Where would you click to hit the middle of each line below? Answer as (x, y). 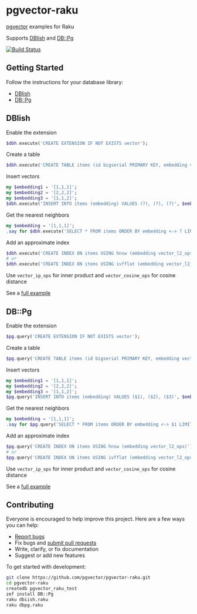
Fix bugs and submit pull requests (55, 543)
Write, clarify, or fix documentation (56, 549)
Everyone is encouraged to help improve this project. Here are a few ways (96, 519)
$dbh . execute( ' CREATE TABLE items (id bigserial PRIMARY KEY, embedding (97, 165)
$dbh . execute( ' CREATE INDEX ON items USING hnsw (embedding (81, 253)
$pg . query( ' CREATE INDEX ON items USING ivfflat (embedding (81, 457)
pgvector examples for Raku (40, 26)
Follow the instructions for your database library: (65, 82)
